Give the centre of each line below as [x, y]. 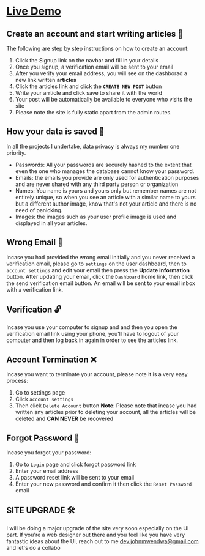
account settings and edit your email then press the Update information [98, 270]
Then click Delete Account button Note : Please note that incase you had [106, 406]
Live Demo [34, 11]
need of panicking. [39, 210]
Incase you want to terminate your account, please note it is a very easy [97, 374]
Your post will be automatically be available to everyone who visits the [103, 99]
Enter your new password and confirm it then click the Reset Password [103, 484]
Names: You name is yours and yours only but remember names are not [106, 190]
